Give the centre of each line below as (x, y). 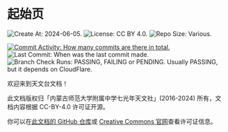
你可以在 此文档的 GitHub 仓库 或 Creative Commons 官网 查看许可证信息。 (112, 121)
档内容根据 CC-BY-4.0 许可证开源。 (58, 106)
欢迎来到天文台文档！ (38, 83)
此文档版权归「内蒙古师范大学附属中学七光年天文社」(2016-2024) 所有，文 (114, 98)
